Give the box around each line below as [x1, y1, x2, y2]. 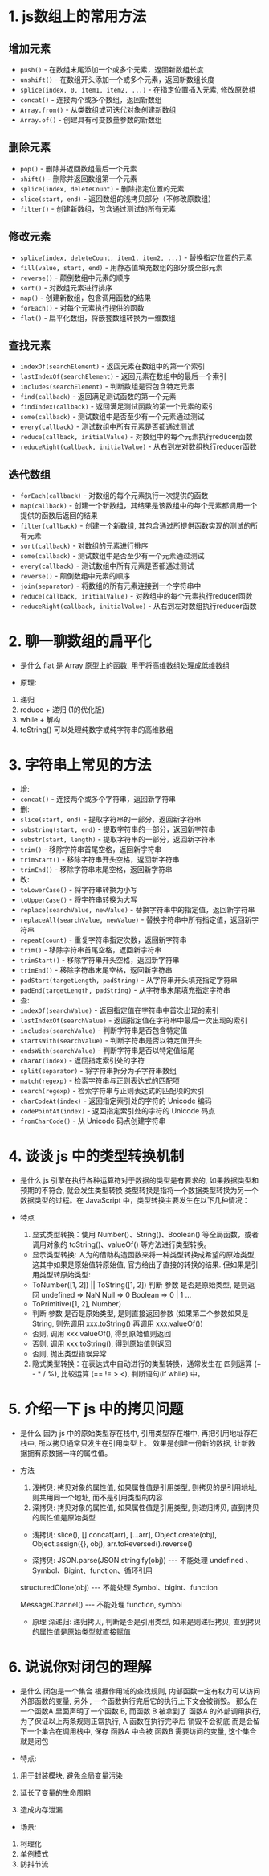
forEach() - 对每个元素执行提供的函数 [19, 302, 145, 312]
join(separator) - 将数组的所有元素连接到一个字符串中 [19, 581, 202, 591]
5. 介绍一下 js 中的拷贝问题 [8, 1401, 184, 1418]
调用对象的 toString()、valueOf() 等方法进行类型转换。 [31, 1240, 211, 1249]
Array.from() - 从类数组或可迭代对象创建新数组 [19, 105, 177, 114]
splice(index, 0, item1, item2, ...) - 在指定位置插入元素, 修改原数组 [19, 85, 256, 94]
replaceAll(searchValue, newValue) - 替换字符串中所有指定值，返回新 [19, 915, 252, 925]
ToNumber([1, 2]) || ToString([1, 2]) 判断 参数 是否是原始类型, [31, 1280, 232, 1290]
